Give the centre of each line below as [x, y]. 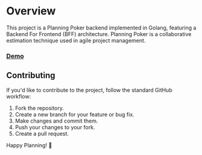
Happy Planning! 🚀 [29, 145]
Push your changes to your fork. [55, 127]
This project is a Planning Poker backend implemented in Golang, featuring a [101, 28]
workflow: [19, 96]
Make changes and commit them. [56, 121]
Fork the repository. [39, 108]
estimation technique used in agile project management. [76, 40]
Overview [31, 11]
